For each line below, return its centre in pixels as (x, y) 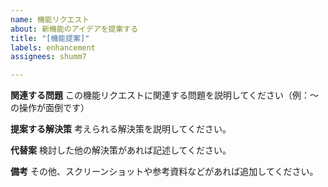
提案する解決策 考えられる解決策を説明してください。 (121, 129)
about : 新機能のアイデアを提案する (74, 29)
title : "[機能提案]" (50, 38)
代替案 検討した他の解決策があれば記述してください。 (121, 150)
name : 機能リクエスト (50, 19)
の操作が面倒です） (50, 108)
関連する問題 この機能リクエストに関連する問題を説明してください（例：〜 (165, 95)
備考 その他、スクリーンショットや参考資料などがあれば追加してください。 (164, 172)
